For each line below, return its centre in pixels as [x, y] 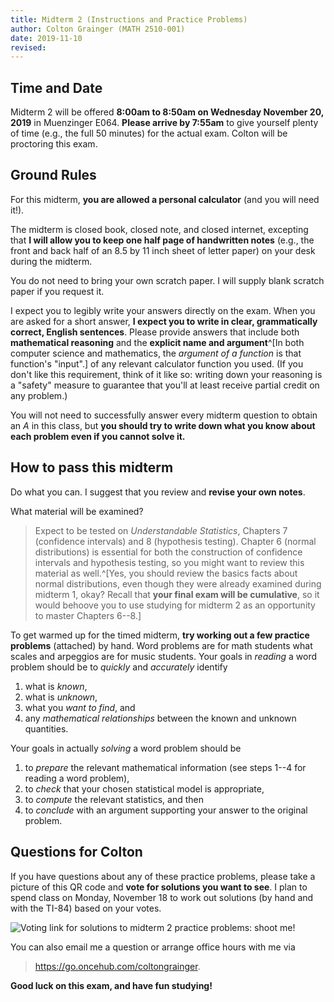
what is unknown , [61, 697]
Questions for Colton [76, 852]
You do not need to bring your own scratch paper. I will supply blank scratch [167, 280]
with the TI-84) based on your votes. [86, 908]
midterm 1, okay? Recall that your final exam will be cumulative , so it [177, 594]
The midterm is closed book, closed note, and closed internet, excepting [159, 229]
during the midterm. [51, 261]
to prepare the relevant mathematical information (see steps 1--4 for [165, 767]
